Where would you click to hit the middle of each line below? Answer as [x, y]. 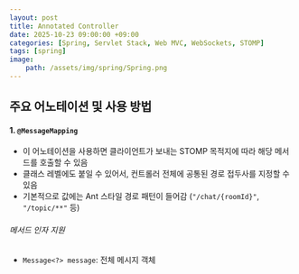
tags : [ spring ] [38, 51]
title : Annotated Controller [64, 26]
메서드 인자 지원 [37, 230]
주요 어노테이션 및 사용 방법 [80, 107]
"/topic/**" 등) [51, 207]
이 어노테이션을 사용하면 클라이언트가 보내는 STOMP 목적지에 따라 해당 [147, 151]
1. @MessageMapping [44, 130]
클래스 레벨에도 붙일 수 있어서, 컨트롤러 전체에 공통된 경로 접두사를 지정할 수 [156, 174]
